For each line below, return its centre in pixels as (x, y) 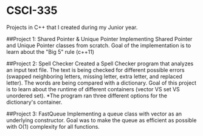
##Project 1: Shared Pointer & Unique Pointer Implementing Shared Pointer (99, 39)
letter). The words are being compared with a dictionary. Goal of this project (101, 83)
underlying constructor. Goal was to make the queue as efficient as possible (101, 120)
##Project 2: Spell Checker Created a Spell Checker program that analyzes (100, 63)
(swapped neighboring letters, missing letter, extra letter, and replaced (94, 76)
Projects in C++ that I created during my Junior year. (72, 27)
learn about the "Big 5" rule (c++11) (50, 51)
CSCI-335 (32, 11)
